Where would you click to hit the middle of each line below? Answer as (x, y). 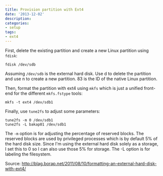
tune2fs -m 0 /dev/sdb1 (29, 120)
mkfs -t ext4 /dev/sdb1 (29, 102)
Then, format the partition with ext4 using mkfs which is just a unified (74, 88)
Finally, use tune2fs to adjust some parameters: (53, 111)
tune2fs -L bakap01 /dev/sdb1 (36, 124)
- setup (13, 28)
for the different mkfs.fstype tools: (48, 93)
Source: (13, 163)
